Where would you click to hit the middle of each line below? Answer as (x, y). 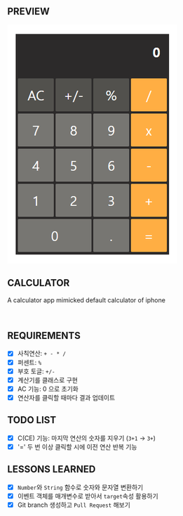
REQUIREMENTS (44, 336)
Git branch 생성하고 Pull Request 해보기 (74, 505)
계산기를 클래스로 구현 (48, 380)
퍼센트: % (29, 362)
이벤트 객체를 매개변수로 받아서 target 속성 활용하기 (88, 496)
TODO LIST (32, 420)
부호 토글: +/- (36, 371)
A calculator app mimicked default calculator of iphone (87, 300)
